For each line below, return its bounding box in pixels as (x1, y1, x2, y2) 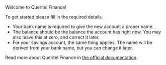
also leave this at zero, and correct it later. (12, 34, 100, 40)
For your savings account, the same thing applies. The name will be (12, 39, 152, 45)
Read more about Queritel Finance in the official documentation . (5, 54, 138, 60)
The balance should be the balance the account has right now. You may (12, 29, 161, 34)
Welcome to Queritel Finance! (5, 4, 67, 10)
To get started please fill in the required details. (5, 14, 103, 19)
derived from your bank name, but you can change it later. (12, 45, 133, 50)
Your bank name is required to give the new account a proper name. (12, 23, 154, 29)
